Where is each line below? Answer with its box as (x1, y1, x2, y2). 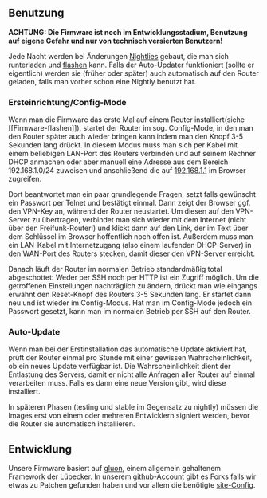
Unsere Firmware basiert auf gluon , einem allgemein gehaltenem (8, 464, 222, 473)
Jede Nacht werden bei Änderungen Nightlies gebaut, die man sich (8, 51, 230, 61)
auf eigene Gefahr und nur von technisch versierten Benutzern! (8, 36, 223, 45)
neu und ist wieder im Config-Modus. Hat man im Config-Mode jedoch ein (8, 298, 253, 308)
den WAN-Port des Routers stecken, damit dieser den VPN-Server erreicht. (8, 249, 256, 258)
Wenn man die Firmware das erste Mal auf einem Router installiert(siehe (8, 115, 245, 124)
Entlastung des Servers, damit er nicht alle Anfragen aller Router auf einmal (8, 370, 255, 379)
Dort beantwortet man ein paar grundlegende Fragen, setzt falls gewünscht (8, 190, 257, 199)
